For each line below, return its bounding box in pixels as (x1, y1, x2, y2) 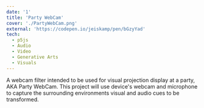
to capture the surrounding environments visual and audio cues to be (6, 89, 180, 96)
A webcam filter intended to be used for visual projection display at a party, (6, 76, 195, 84)
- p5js (12, 37, 29, 43)
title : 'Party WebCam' (6, 15, 64, 21)
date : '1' (6, 8, 32, 15)
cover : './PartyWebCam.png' (6, 20, 78, 26)
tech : (6, 32, 20, 38)
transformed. (6, 95, 40, 103)
